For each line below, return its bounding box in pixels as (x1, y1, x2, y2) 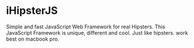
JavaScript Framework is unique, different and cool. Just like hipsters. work (6, 29, 189, 36)
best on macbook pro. (6, 35, 60, 42)
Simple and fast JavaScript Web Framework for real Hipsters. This (6, 23, 165, 30)
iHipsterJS (6, 4, 58, 17)
